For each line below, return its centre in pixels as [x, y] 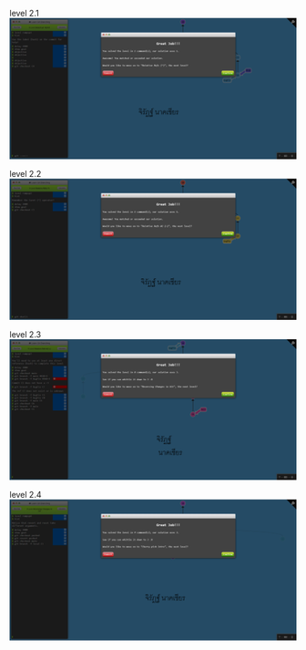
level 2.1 [24, 13]
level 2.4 [25, 494]
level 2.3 [25, 334]
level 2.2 [25, 174]
